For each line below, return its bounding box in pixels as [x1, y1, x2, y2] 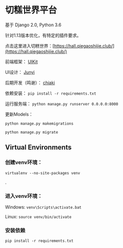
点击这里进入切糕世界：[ [5, 43, 55, 49]
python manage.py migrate [5, 130, 58, 135]
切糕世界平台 [5, 4, 58, 16]
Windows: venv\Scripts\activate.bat [5, 204, 82, 210]
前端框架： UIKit [5, 58, 38, 64]
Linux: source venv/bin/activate [5, 213, 72, 219]
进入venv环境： [5, 193, 43, 199]
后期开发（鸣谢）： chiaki [5, 80, 55, 86]
